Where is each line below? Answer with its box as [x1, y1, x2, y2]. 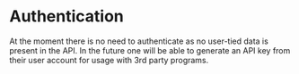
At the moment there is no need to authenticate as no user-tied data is [9, 36, 269, 46]
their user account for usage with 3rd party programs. [9, 54, 209, 65]
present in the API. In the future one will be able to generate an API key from [9, 45, 291, 55]
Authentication [9, 6, 124, 27]
